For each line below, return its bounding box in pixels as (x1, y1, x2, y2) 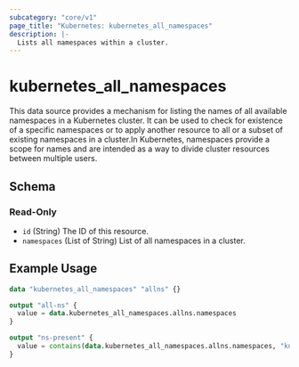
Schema (9, 179, 56, 194)
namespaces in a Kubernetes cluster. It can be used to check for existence (9, 115, 283, 126)
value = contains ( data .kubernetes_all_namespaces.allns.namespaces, (17, 342, 277, 351)
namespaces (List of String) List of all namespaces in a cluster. (21, 235, 246, 246)
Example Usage (9, 261, 98, 276)
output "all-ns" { (9, 300, 77, 310)
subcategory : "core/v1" (9, 12, 98, 22)
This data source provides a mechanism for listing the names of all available (9, 106, 287, 117)
